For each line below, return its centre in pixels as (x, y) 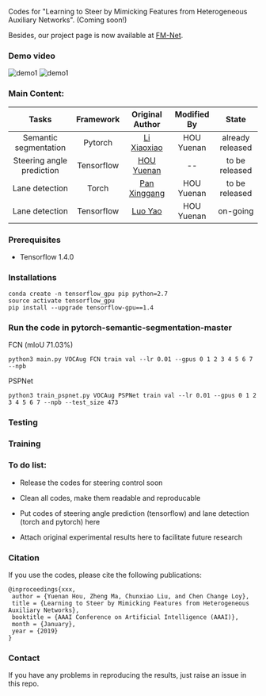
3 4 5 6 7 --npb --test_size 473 (63, 403)
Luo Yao (147, 211)
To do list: (28, 465)
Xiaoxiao (147, 148)
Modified (192, 114)
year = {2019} (35, 631)
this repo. (24, 684)
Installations (32, 277)
